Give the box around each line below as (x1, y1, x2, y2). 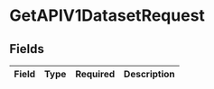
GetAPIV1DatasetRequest (9, 5, 206, 26)
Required (75, 68, 116, 80)
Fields (9, 41, 45, 57)
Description (123, 68, 176, 80)
